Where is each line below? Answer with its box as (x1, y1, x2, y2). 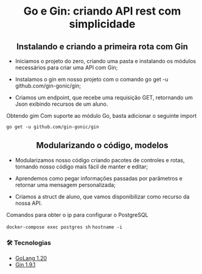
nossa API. (15, 199, 43, 207)
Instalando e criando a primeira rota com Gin (16, 41, 189, 52)
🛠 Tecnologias (6, 238, 52, 247)
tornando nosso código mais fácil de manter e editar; (15, 163, 148, 170)
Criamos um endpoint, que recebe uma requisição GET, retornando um (15, 94, 193, 101)
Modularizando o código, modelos (36, 140, 169, 151)
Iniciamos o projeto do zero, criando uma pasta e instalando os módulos (15, 58, 197, 64)
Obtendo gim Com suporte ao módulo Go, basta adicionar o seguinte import (6, 112, 197, 119)
